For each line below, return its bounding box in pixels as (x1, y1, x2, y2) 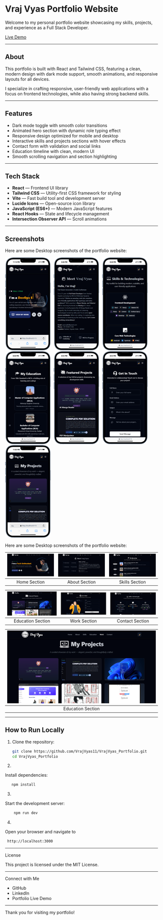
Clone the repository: (12, 739, 55, 745)
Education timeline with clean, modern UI (12, 148, 95, 154)
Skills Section (119, 579, 146, 585)
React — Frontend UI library (12, 185, 68, 191)
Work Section (70, 618, 97, 624)
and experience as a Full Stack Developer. (5, 24, 89, 30)
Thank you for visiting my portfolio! (5, 910, 75, 916)
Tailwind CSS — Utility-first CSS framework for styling (12, 190, 121, 196)
